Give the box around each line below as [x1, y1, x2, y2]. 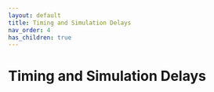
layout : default [8, 11, 61, 20]
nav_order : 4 [8, 26, 51, 34]
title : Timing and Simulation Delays [8, 19, 132, 27]
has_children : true [8, 33, 72, 42]
